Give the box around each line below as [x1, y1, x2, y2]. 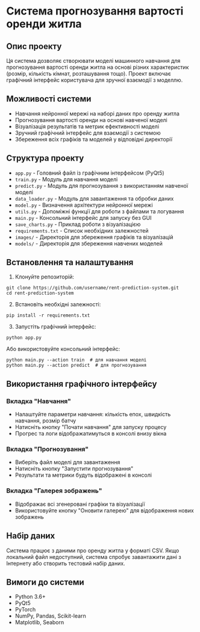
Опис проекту [6, 41, 62, 51]
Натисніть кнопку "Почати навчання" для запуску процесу [14, 424, 167, 431]
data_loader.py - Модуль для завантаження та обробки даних [14, 195, 174, 202]
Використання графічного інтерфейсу [6, 379, 157, 389]
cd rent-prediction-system [6, 290, 74, 297]
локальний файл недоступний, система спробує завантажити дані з [6, 553, 182, 560]
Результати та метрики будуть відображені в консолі [14, 471, 152, 479]
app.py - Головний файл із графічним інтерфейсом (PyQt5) [14, 169, 164, 176]
